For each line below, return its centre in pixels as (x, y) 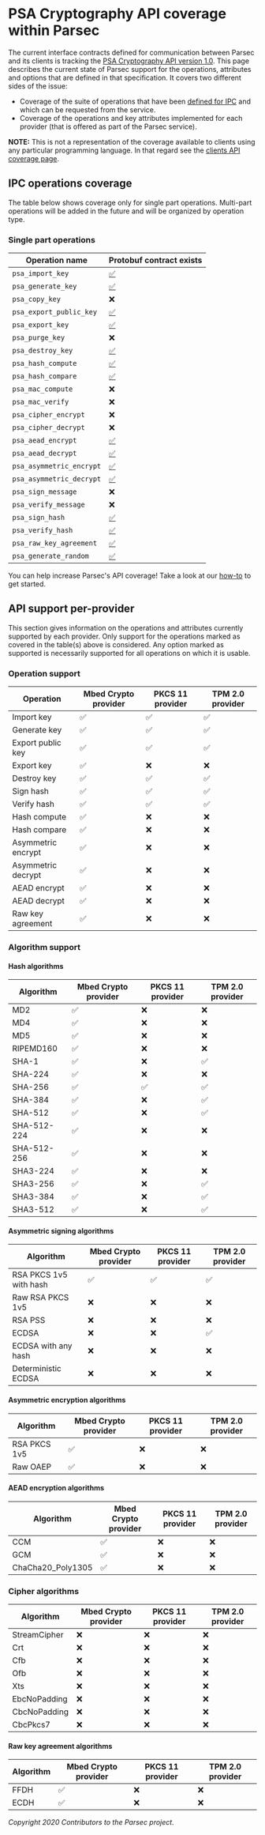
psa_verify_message (49, 505)
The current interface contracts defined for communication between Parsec (131, 52)
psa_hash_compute (45, 364)
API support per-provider (71, 609)
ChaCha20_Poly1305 (52, 1567)
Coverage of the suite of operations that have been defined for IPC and (135, 101)
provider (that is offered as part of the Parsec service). (108, 126)
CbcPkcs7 (32, 1725)
